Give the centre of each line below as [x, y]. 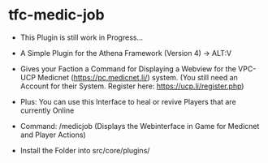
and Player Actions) [53, 135]
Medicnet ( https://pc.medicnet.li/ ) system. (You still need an [138, 77]
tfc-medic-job [56, 15]
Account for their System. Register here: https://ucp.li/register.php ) [132, 86]
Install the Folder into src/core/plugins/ [85, 150]
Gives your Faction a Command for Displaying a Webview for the [128, 69]
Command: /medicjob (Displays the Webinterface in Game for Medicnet [140, 126]
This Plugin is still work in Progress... [82, 37]
